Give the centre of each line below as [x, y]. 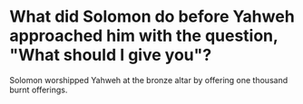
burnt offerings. [39, 90]
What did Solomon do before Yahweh [152, 17]
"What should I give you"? [111, 55]
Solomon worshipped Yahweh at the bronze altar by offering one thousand [149, 80]
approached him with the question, [144, 36]
